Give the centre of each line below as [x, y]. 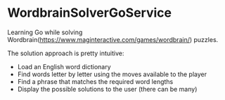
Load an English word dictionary [64, 66]
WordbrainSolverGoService [90, 13]
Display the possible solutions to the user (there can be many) [107, 89]
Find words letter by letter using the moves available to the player [112, 74]
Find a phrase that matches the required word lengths [95, 81]
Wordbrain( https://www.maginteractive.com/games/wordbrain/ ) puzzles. [113, 39]
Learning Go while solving [45, 32]
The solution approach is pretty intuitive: [66, 53]
